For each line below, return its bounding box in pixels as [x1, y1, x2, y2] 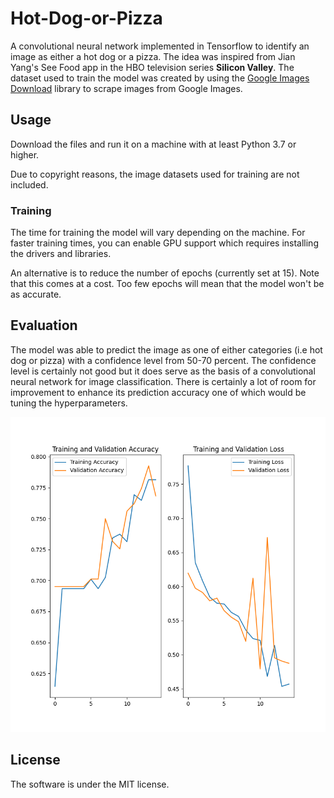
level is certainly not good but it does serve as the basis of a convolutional [10, 365, 316, 377]
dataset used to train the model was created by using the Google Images [10, 72, 310, 84]
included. [10, 178, 49, 191]
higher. [10, 148, 40, 161]
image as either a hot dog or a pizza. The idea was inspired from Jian [10, 50, 296, 62]
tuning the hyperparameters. [10, 397, 128, 409]
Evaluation [10, 317, 78, 334]
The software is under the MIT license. [10, 778, 170, 790]
